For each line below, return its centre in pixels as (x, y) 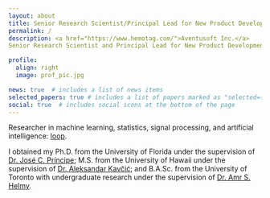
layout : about (32, 16)
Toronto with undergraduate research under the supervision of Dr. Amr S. (129, 177)
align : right (37, 68)
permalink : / (30, 31)
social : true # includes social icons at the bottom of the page (122, 105)
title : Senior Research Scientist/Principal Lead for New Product (122, 23)
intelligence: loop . (38, 136)
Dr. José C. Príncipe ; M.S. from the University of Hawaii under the (117, 160)
